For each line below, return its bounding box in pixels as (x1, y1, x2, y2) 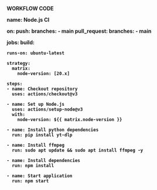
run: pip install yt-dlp (12, 132, 73, 138)
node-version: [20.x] (17, 71, 70, 77)
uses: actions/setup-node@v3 (12, 106, 83, 112)
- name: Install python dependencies (6, 127, 99, 133)
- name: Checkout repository (6, 86, 78, 92)
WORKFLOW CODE (6, 5, 54, 12)
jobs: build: (6, 39, 35, 46)
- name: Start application (6, 173, 73, 179)
